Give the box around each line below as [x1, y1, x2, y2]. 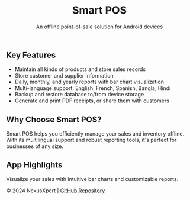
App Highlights [6, 160, 63, 170]
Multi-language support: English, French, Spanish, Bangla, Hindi [14, 85, 171, 92]
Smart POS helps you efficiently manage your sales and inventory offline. [6, 130, 185, 137]
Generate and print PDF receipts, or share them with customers [14, 97, 170, 104]
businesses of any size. [6, 143, 64, 150]
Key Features [6, 50, 56, 60]
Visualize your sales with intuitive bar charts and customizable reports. [6, 175, 179, 182]
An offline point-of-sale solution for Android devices [36, 23, 163, 30]
